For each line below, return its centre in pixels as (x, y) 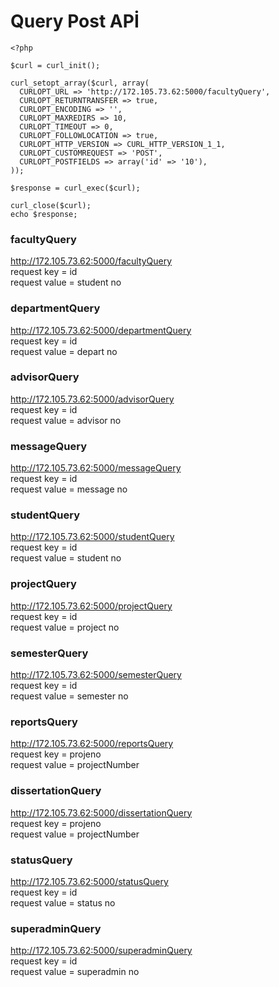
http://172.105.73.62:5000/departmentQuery (101, 330)
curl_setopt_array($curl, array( (80, 83)
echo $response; (44, 214)
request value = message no (69, 489)
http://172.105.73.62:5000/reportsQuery (92, 744)
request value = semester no (69, 696)
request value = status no (63, 902)
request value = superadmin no (75, 972)
